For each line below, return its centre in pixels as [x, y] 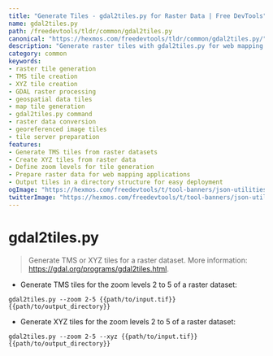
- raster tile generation [52, 69]
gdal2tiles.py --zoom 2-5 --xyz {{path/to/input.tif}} [103, 336]
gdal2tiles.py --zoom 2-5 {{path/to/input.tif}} [92, 299]
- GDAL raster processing [52, 91]
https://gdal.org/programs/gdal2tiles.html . [98, 268]
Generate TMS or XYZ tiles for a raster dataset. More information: [138, 260]
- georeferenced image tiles [58, 129]
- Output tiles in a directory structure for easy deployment [116, 182]
